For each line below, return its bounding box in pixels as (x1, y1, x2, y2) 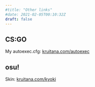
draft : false (5, 16, 32, 21)
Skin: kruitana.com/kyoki (5, 76, 56, 82)
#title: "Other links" (5, 7, 52, 12)
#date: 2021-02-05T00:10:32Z (5, 12, 66, 17)
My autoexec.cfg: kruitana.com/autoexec (5, 48, 90, 54)
